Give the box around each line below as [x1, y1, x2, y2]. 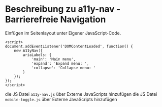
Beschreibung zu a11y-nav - [5, 3, 121, 15]
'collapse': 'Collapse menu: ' [31, 65, 96, 70]
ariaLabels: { [23, 53, 52, 57]
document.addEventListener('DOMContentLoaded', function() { [5, 44, 133, 49]
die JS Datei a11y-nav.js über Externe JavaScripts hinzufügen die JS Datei [5, 91, 158, 97]
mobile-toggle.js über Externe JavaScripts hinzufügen [5, 96, 117, 102]
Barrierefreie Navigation [5, 14, 106, 25]
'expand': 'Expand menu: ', [31, 61, 90, 66]
